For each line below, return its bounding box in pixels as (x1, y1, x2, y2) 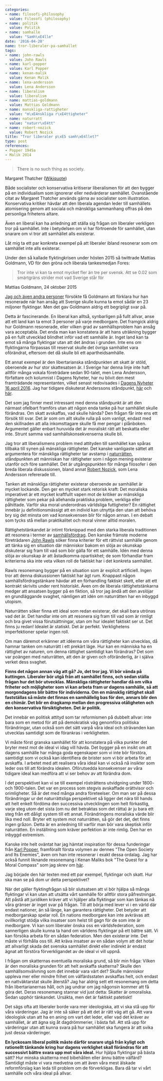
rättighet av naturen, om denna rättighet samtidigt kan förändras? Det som (5, 648, 154, 655)
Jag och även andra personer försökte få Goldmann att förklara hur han (5, 294, 148, 299)
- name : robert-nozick (5, 125, 51, 130)
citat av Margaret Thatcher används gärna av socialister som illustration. (5, 195, 150, 201)
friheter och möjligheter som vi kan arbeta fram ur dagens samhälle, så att (5, 684, 158, 690)
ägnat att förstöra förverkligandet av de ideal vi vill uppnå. (5, 948, 121, 954)
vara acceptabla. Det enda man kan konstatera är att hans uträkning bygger (5, 329, 157, 335)
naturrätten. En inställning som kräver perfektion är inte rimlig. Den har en (5, 827, 152, 832)
